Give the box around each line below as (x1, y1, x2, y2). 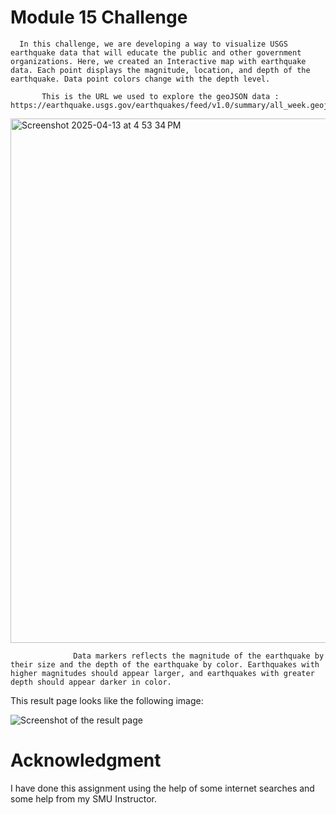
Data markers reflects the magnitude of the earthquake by (73, 651, 325, 661)
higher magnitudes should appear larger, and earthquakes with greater (10, 668, 315, 678)
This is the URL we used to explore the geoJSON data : (41, 91, 280, 101)
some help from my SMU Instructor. (10, 792, 157, 805)
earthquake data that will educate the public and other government (10, 47, 302, 58)
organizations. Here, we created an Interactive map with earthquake (10, 56, 307, 66)
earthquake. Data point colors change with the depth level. (10, 74, 271, 84)
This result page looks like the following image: (10, 694, 204, 706)
